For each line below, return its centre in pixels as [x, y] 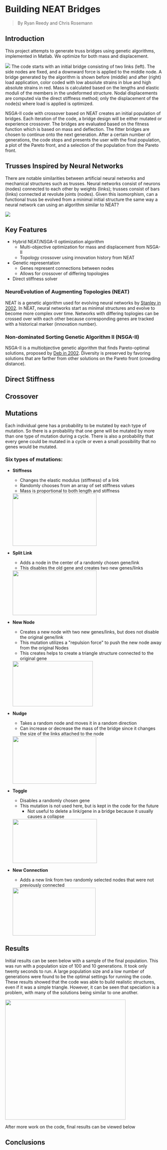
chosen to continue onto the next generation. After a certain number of [78, 134]
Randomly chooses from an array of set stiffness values [77, 485]
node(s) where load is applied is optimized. [49, 103]
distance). [15, 364]
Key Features [26, 230]
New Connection [30, 870]
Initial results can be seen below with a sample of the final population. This [82, 961]
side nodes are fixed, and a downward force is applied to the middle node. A [83, 71]
